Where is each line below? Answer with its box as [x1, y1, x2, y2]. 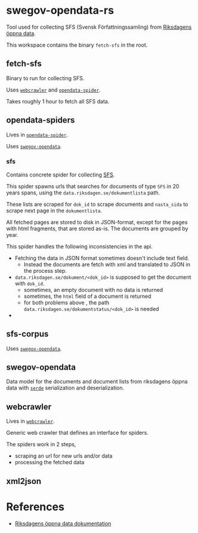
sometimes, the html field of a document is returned [23, 293, 151, 300]
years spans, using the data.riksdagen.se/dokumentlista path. [6, 189, 160, 196]
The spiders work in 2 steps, [6, 441, 76, 448]
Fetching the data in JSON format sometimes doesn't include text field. [14, 254, 190, 261]
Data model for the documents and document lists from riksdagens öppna [6, 378, 188, 385]
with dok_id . [14, 279, 45, 287]
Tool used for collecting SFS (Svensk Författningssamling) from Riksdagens [6, 23, 192, 31]
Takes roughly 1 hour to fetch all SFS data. [6, 98, 110, 105]
